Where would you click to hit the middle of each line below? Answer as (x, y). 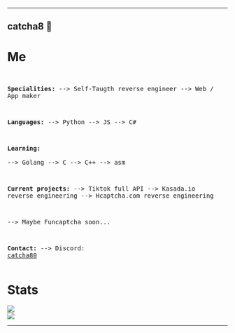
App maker (24, 96)
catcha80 (22, 256)
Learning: (24, 149)
